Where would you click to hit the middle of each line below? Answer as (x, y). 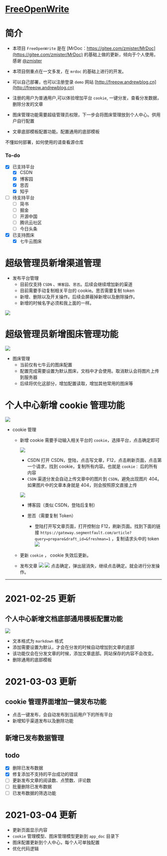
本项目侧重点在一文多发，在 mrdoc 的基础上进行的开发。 (69, 71)
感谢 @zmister (27, 61)
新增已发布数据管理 (35, 738)
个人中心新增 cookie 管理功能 (65, 406)
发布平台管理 (25, 278)
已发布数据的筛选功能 (34, 793)
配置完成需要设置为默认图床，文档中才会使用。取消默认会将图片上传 (89, 371)
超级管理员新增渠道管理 (53, 263)
